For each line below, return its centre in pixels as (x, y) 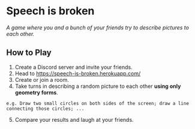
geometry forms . (36, 92)
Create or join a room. (42, 79)
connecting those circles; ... (45, 109)
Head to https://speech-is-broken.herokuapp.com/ (78, 73)
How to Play (29, 53)
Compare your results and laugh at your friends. (74, 119)
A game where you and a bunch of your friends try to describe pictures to (97, 27)
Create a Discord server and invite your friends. (74, 67)
